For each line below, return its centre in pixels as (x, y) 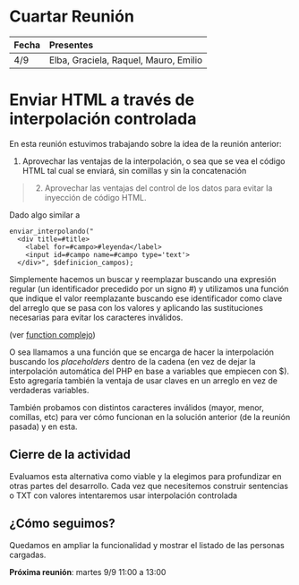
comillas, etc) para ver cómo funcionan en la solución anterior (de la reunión (150, 417)
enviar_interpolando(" (51, 231)
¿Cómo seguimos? (63, 524)
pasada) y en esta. (43, 426)
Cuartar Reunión (72, 17)
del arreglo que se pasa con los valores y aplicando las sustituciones (137, 307)
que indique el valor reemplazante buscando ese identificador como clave (146, 298)
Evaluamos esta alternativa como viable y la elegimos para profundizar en (145, 476)
